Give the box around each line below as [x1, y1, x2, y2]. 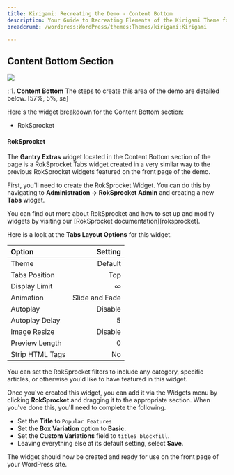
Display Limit [10, 282, 53, 291]
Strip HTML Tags [10, 350, 66, 360]
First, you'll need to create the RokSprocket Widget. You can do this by [7, 181, 210, 189]
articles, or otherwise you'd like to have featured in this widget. [7, 375, 188, 383]
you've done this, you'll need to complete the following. [7, 403, 166, 412]
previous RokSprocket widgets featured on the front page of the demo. [7, 168, 211, 176]
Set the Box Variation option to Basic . [17, 424, 127, 433]
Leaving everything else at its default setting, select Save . [17, 439, 184, 448]
